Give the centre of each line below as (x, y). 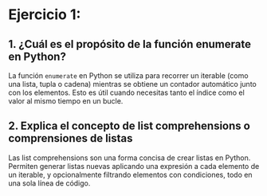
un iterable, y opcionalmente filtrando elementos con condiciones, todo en (130, 174)
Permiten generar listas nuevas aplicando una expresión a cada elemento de (134, 166)
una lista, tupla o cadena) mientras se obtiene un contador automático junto (132, 84)
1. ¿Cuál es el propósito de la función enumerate (130, 44)
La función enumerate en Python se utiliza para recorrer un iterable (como (128, 76)
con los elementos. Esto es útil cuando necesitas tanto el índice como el (126, 92)
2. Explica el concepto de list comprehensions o (130, 126)
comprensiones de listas (71, 138)
